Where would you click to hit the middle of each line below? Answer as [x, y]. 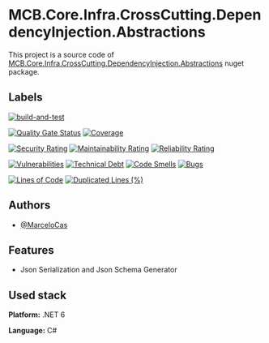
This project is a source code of [62, 54]
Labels [26, 98]
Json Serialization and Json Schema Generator [98, 270]
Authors [30, 206]
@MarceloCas [44, 225]
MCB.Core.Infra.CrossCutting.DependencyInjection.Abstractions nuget [126, 63]
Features [31, 250]
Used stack [38, 295]
